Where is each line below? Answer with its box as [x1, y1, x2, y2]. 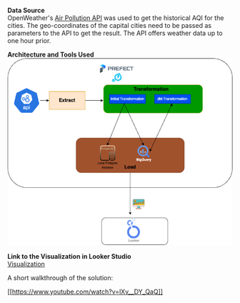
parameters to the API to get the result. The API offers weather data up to [7, 29, 223, 37]
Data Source [7, 6, 45, 14]
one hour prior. [7, 36, 51, 45]
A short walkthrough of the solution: [7, 273, 114, 282]
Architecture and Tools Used [7, 50, 94, 59]
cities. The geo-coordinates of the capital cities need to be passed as [7, 21, 212, 29]
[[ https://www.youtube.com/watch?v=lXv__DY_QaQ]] [7, 287, 163, 296]
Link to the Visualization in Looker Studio [7, 252, 131, 260]
